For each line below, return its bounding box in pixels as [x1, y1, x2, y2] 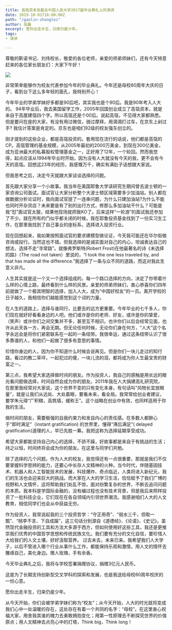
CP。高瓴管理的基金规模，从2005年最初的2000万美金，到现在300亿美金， [5, 142, 164, 148]
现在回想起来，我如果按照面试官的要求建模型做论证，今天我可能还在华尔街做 [5, 232, 167, 238]
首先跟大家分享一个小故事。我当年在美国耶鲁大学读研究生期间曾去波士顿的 [5, 183, 162, 189]
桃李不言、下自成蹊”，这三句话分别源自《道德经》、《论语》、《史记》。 [18, 517, 162, 524]
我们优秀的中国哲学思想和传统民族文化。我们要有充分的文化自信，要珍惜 [9, 530, 162, 536]
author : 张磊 [5, 21, 32, 27]
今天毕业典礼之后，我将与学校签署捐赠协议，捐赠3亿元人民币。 [5, 560, 138, 567]
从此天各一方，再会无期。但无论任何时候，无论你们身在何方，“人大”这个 [9, 324, 162, 331]
